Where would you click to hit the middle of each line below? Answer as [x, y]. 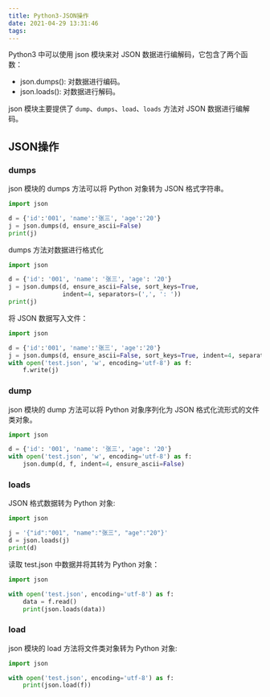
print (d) [23, 548]
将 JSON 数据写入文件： [48, 318]
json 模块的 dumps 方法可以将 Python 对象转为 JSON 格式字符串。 [118, 189]
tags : [17, 31]
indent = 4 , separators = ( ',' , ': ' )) [122, 294]
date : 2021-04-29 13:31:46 [53, 23]
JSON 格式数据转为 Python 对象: [62, 503]
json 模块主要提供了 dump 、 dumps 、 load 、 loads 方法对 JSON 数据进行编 [126, 109]
